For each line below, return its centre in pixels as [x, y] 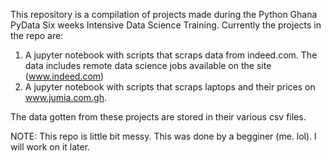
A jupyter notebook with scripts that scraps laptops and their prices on [170, 87]
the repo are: [37, 35]
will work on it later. [50, 147]
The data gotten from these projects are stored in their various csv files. [158, 117]
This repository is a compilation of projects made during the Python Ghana [164, 14]
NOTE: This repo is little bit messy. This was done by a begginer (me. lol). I [163, 136]
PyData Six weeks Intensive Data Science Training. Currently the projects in [166, 25]
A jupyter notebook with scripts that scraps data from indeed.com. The [171, 55]
